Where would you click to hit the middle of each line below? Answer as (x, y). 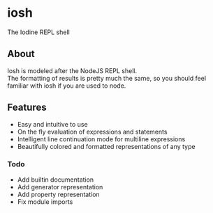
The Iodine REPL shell (38, 32)
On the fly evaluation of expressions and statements (92, 132)
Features (27, 108)
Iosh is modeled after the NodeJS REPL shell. (72, 70)
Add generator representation (60, 187)
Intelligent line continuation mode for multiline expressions (101, 139)
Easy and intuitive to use (53, 124)
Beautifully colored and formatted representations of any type (106, 146)
